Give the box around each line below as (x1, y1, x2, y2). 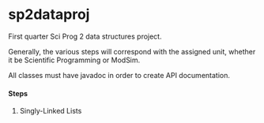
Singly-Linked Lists (19, 106, 82, 116)
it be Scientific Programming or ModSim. (8, 55, 141, 65)
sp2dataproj (8, 6, 90, 24)
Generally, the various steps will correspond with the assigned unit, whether (8, 47, 256, 56)
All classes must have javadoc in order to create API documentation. (8, 70, 231, 80)
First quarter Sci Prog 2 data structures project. (8, 32, 162, 41)
